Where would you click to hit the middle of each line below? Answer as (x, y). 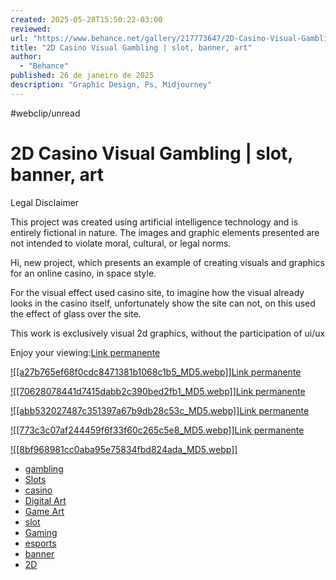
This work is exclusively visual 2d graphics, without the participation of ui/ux (168, 333)
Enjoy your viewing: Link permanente (85, 352)
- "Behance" (44, 66)
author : (26, 57)
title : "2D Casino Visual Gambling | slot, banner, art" (131, 47)
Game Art (44, 511)
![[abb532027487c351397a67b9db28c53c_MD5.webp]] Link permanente (160, 410)
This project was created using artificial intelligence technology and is (154, 222)
